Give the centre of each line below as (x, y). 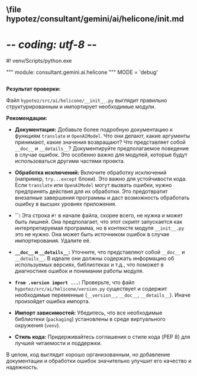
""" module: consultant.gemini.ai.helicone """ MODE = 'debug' (82, 72)
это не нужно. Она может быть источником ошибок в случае (92, 234)
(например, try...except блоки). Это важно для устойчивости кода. (101, 179)
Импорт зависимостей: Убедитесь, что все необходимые (88, 313)
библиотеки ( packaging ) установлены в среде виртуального (90, 319)
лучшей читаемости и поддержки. (58, 343)
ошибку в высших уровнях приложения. (66, 204)
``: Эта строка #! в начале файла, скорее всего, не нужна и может (99, 216)
